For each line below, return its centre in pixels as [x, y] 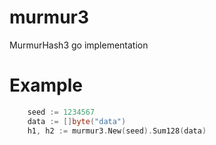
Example [46, 85]
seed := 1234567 [61, 112]
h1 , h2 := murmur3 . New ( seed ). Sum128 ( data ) [117, 131]
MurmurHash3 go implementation [79, 45]
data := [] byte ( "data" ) [77, 121]
